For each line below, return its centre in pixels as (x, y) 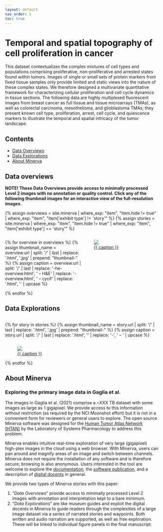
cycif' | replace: (58, 278)
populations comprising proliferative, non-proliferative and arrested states (79, 72)
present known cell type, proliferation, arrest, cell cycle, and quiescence (77, 113)
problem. (14, 434)
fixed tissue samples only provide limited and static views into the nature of (81, 82)
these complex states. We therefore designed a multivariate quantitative (77, 87)
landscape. (16, 124)
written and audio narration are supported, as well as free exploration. (82, 519)
